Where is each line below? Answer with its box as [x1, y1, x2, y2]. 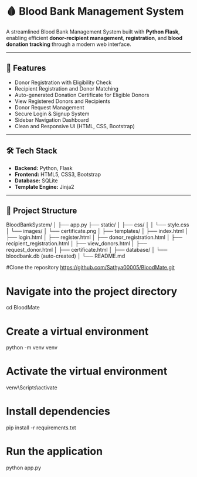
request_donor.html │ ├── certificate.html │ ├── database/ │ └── [6, 246, 168, 253]
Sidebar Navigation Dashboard [14, 116, 89, 124]
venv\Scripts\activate [6, 384, 57, 391]
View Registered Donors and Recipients [14, 98, 110, 105]
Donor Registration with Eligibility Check [14, 79, 112, 86]
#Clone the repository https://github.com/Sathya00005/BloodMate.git [6, 264, 175, 271]
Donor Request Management [14, 104, 84, 111]
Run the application [6, 445, 103, 458]
